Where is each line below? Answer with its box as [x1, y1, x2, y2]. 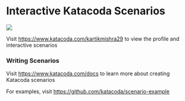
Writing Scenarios [6, 56, 59, 65]
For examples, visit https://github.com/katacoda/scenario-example [6, 88, 170, 95]
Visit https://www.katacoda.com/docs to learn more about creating [6, 70, 170, 77]
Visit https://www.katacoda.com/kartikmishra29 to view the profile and [6, 35, 180, 42]
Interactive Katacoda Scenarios [6, 4, 165, 18]
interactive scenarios [6, 41, 58, 48]
